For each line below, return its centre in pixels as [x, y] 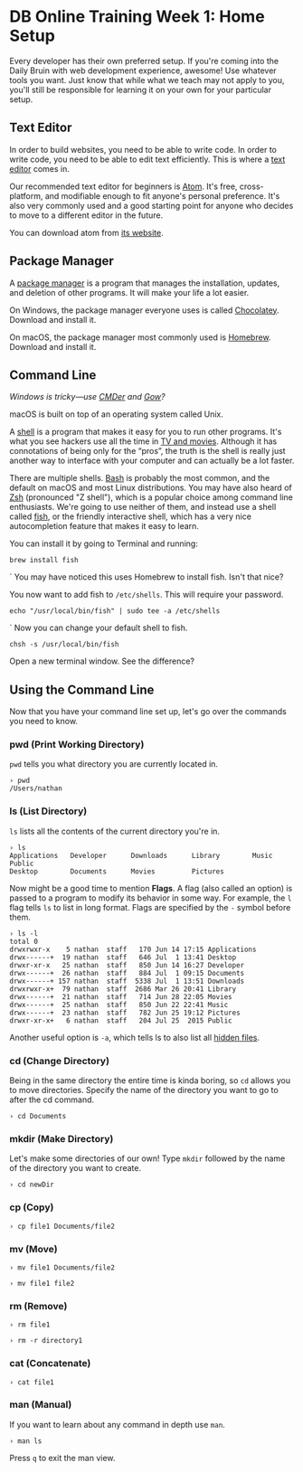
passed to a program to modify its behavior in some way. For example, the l [151, 898]
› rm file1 [30, 1325]
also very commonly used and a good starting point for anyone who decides [151, 205]
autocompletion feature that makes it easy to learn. [104, 526]
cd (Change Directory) [60, 1061]
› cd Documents [38, 1117]
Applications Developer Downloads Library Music [141, 855]
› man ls [26, 1441]
